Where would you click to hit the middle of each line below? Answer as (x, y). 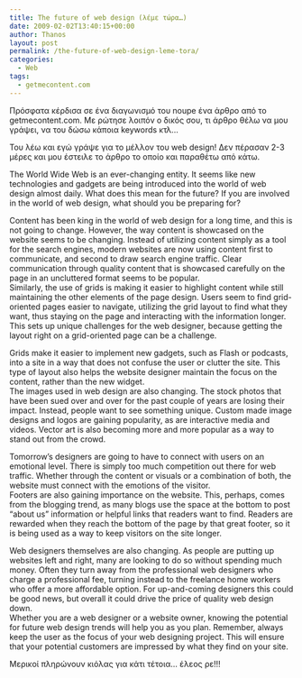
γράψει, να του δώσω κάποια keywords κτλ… (94, 129)
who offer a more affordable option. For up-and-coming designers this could (151, 589)
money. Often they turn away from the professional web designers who (142, 570)
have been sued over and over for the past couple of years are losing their (147, 400)
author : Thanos (38, 34)
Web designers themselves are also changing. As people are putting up (142, 550)
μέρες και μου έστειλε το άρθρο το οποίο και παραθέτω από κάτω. (135, 156)
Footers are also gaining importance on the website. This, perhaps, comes (147, 495)
